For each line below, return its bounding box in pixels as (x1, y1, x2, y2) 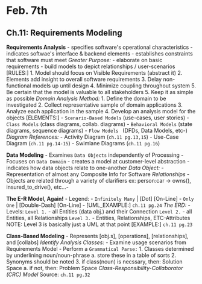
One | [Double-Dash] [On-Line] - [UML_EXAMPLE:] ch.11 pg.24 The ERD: (6, 201, 187, 209)
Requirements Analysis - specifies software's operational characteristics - (6, 43, 193, 51)
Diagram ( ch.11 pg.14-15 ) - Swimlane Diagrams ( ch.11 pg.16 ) (6, 140, 160, 147)
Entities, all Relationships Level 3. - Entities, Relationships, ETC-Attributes (6, 215, 191, 221)
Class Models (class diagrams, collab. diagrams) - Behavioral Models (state (6, 121, 193, 127)
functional (6, 82, 31, 89)
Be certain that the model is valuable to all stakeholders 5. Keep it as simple (6, 89, 194, 95)
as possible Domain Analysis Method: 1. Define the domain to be (6, 95, 166, 102)
